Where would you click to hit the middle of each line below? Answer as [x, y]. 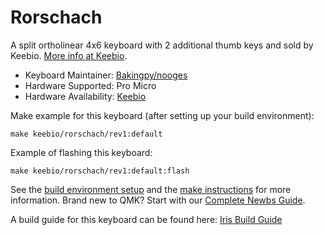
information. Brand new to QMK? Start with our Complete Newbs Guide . [158, 200]
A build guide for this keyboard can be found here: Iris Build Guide [146, 219]
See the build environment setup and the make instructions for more [151, 189]
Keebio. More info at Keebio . [69, 55]
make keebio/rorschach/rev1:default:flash [100, 171]
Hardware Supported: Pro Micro [90, 85]
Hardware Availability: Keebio [85, 96]
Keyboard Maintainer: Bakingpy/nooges [106, 75]
